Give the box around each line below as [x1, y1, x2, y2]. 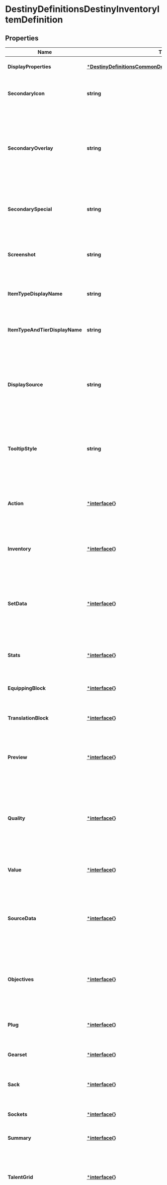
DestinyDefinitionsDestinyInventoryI [5, 3, 160, 15]
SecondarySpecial [7, 206, 52, 213]
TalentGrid [7, 1174, 33, 1181]
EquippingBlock [7, 685, 46, 691]
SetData [7, 600, 27, 607]
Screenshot [7, 251, 36, 258]
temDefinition [5, 14, 63, 25]
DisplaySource [7, 381, 43, 388]
